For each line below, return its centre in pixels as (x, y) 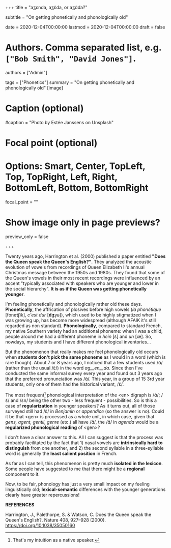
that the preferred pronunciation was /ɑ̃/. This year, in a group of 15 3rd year (85, 379)
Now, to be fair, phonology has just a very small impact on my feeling (78, 484)
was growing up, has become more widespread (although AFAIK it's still (81, 320)
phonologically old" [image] (34, 88)
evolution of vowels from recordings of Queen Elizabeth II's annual (75, 267)
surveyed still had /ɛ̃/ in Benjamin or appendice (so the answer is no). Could (85, 411)
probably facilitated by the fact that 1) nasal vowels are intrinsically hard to (84, 443)
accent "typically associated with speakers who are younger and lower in (82, 283)
